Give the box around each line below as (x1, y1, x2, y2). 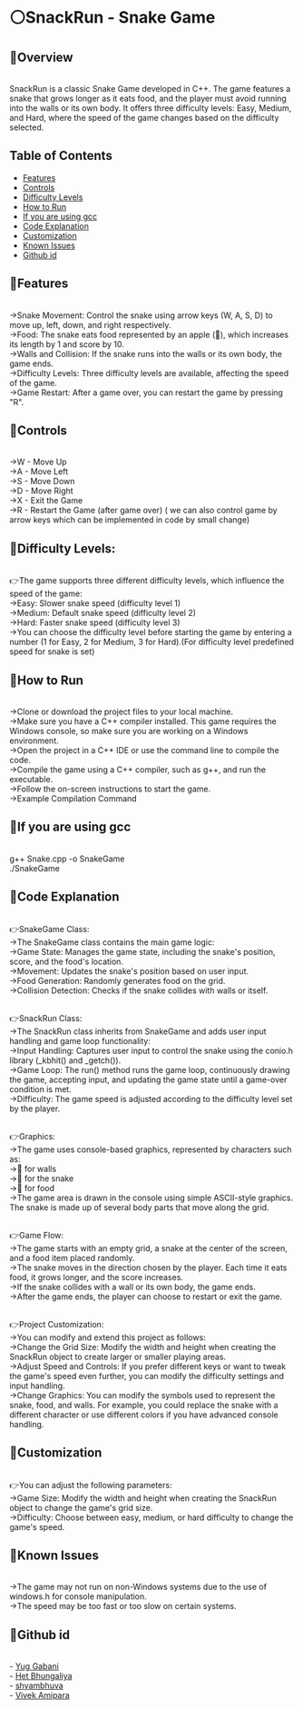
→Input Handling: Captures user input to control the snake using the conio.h (9, 1045, 293, 1056)
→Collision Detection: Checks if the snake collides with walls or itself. (9, 985, 269, 996)
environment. (9, 735, 59, 746)
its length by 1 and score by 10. (9, 338, 124, 350)
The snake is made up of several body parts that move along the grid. (9, 1201, 269, 1213)
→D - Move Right (9, 485, 74, 496)
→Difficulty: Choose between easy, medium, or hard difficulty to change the (9, 1512, 294, 1523)
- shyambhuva (9, 1680, 64, 1691)
